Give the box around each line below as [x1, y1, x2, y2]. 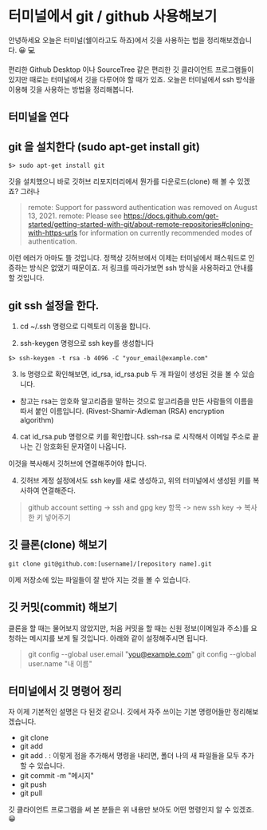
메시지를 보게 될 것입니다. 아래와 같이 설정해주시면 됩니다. [29, 633, 209, 643]
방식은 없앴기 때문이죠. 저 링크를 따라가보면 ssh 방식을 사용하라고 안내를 [29, 263, 253, 272]
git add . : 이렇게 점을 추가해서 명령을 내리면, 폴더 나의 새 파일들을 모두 [19, 751, 240, 761]
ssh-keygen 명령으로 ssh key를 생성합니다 [19, 338, 154, 347]
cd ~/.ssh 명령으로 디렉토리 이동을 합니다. [19, 321, 151, 331]
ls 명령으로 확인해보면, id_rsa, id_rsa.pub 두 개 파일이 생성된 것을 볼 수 [19, 369, 241, 379]
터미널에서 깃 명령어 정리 [8, 684, 122, 697]
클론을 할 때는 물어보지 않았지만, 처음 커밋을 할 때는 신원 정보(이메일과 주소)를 [8, 623, 249, 633]
